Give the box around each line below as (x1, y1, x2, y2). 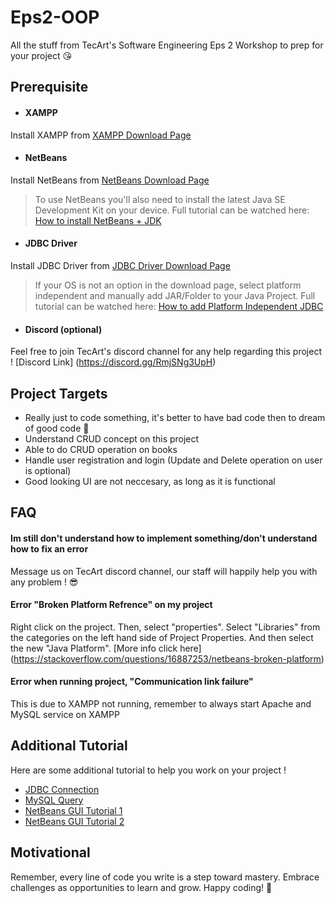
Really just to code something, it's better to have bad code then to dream (24, 411, 326, 423)
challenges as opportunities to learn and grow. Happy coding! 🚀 (10, 881, 273, 893)
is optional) (24, 464, 72, 476)
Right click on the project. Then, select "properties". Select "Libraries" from (10, 621, 321, 633)
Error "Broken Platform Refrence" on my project (10, 599, 213, 611)
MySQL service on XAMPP (10, 708, 120, 720)
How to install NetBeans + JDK (34, 214, 162, 226)
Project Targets (10, 385, 108, 402)
